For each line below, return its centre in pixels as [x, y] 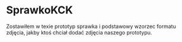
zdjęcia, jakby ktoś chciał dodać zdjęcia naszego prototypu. [79, 32]
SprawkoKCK [39, 10]
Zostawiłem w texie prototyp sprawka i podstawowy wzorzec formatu [91, 26]
